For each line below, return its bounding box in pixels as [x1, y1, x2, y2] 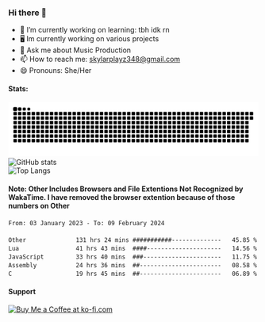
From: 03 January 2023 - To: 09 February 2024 [8, 220, 165, 228]
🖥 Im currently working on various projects [19, 34, 159, 44]
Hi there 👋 [8, 7, 48, 18]
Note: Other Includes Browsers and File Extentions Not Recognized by [8, 184, 244, 194]
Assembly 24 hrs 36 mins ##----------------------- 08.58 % [8, 261, 258, 269]
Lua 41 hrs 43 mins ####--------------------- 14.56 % [8, 245, 258, 253]
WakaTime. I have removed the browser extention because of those [8, 192, 236, 201]
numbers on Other [8, 201, 70, 210]
